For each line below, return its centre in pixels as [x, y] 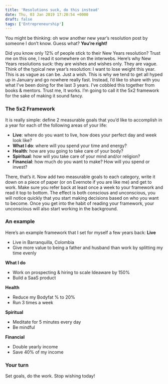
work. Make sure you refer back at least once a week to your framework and [84, 187]
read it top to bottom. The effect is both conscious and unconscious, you [80, 193]
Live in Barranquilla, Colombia [43, 242]
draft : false [19, 19]
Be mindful [24, 327]
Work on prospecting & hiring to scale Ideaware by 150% [71, 272]
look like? [22, 140]
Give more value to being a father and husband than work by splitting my [88, 247]
